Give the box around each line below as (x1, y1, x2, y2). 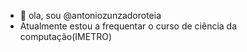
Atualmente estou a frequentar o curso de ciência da (19, 20, 238, 32)
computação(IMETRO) (19, 31, 112, 42)
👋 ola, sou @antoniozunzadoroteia (19, 10, 162, 21)
